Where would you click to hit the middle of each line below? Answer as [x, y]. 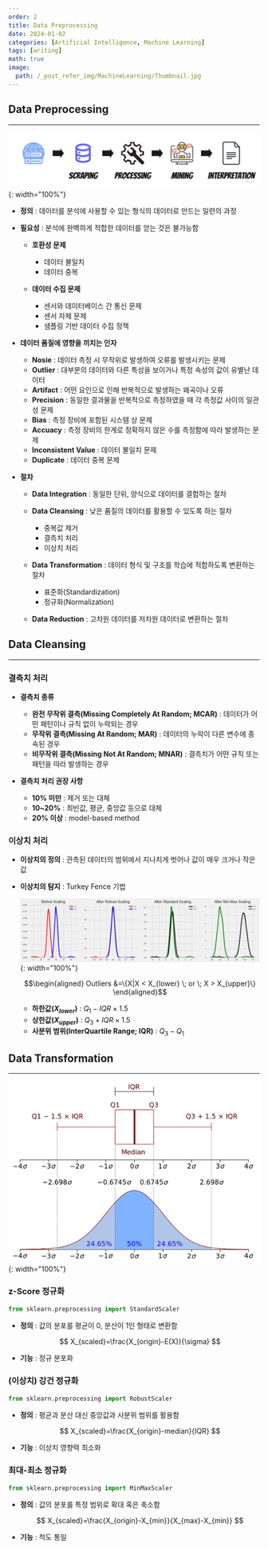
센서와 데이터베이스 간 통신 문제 [93, 306]
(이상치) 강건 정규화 [43, 1380]
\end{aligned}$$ [140, 991]
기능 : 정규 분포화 [46, 1358]
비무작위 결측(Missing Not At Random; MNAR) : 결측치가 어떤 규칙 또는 [145, 754]
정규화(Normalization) [79, 602]
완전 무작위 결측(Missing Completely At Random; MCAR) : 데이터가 [140, 714]
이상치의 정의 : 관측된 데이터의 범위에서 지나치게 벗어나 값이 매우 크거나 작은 [138, 859]
